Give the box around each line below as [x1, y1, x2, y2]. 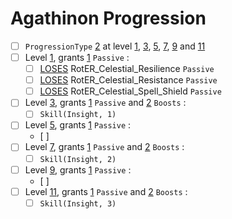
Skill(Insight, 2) [39, 154, 117, 164]
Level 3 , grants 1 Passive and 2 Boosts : [24, 97, 187, 109]
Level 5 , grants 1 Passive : [24, 119, 132, 131]
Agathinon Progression [10, 7, 207, 30]
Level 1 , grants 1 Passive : [24, 52, 130, 63]
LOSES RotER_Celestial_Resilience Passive [39, 63, 215, 75]
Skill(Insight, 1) [39, 110, 117, 120]
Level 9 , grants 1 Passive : [24, 163, 132, 176]
